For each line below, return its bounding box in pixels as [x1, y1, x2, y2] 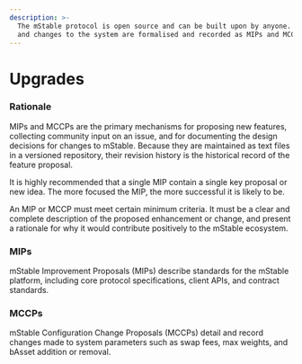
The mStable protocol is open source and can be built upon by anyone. [17, 22, 292, 31]
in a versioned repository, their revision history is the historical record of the [9, 149, 290, 160]
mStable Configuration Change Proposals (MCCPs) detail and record [9, 327, 263, 338]
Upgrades [9, 68, 85, 89]
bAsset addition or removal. [9, 347, 111, 358]
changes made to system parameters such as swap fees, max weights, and [9, 337, 289, 348]
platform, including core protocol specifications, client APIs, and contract [9, 275, 280, 286]
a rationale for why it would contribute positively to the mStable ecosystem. [9, 222, 289, 234]
